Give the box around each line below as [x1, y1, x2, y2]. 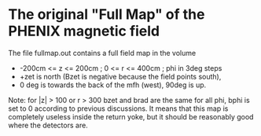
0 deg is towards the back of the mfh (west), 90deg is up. [19, 80, 207, 90]
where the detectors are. [8, 120, 88, 130]
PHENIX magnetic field [8, 22, 160, 40]
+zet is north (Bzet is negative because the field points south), [19, 72, 222, 81]
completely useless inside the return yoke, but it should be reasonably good [8, 112, 254, 121]
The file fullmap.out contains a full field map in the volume [8, 48, 197, 57]
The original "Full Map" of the [8, 6, 205, 24]
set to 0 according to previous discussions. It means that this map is [8, 104, 229, 113]
